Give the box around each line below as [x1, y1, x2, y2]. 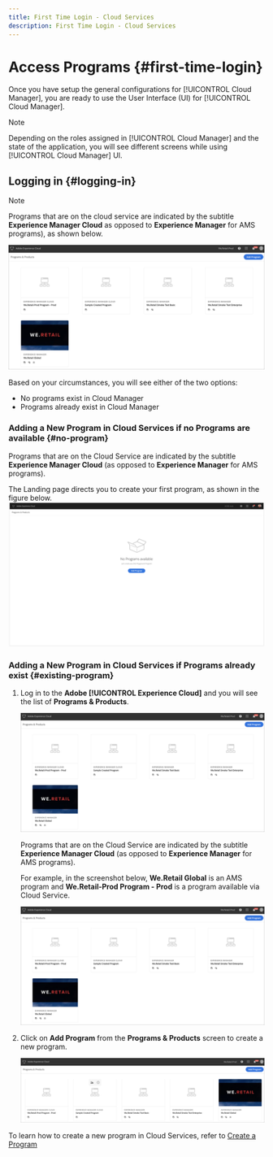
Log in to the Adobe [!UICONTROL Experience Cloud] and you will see [19, 688, 258, 698]
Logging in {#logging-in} [8, 174, 136, 188]
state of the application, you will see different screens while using [8, 142, 228, 152]
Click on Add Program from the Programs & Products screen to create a [19, 1033, 264, 1043]
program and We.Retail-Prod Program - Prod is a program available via [19, 881, 260, 891]
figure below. [8, 493, 53, 502]
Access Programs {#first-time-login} [8, 58, 263, 76]
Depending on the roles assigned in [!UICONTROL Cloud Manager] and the [8, 133, 259, 143]
